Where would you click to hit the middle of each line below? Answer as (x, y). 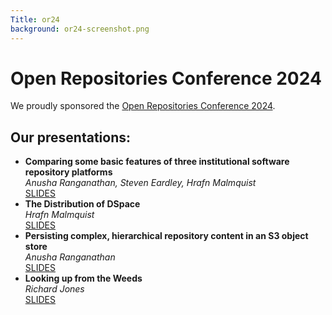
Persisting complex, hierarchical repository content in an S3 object (166, 236)
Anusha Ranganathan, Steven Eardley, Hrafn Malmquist (140, 183)
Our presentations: (71, 137)
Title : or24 (35, 19)
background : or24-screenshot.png (80, 29)
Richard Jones (54, 289)
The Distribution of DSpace (82, 204)
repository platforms (68, 172)
